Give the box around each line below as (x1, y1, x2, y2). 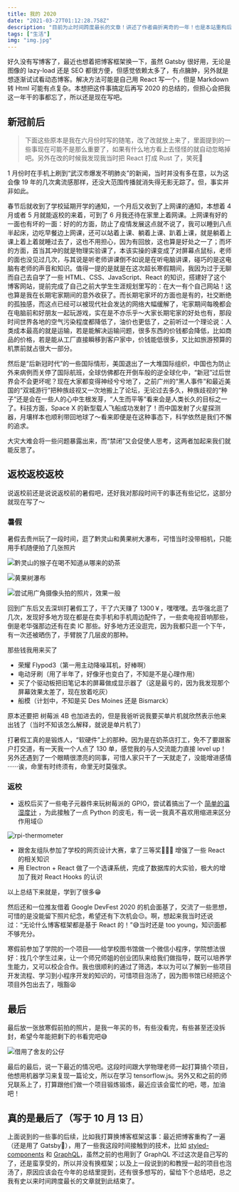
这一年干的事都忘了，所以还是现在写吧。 (7, 93, 126, 102)
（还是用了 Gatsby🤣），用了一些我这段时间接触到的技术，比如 (7, 1141, 187, 1149)
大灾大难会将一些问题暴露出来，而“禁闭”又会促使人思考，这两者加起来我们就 (7, 436, 231, 445)
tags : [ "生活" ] (7, 30, 51, 38)
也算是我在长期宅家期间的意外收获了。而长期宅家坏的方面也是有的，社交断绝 (7, 290, 232, 299)
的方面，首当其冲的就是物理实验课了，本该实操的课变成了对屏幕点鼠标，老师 (7, 246, 232, 255)
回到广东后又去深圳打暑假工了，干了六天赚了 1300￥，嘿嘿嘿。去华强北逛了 (7, 604, 229, 613)
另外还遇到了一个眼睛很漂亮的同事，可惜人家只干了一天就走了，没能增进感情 (7, 754, 232, 762)
